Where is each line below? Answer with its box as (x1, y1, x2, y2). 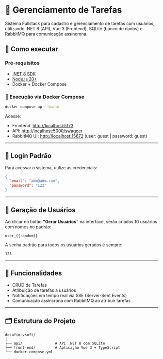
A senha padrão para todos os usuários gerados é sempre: (5, 241, 123, 248)
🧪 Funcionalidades (5, 269, 62, 278)
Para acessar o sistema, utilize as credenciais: (5, 164, 98, 170)
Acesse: (5, 113, 21, 119)
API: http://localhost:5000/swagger (12, 128, 83, 134)
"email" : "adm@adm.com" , (9, 179, 60, 183)
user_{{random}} (5, 233, 38, 238)
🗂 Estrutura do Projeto (5, 317, 76, 325)
